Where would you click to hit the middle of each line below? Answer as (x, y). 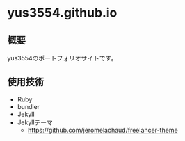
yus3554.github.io (62, 13)
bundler (29, 106)
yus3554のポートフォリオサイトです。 (62, 58)
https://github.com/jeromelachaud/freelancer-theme (103, 130)
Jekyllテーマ (35, 122)
